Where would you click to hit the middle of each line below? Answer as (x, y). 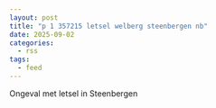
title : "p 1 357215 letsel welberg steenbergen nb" (108, 26)
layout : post (34, 18)
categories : (32, 43)
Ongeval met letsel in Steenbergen (74, 93)
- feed (30, 68)
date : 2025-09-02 (42, 34)
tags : (19, 59)
